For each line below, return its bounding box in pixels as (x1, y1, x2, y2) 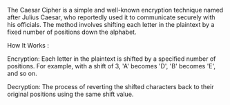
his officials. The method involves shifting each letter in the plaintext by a (7, 21, 215, 28)
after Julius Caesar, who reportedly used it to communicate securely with (7, 13, 215, 21)
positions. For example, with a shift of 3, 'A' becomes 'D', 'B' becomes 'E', (7, 62, 216, 70)
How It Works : (7, 41, 50, 49)
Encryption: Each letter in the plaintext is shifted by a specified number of (7, 55, 216, 63)
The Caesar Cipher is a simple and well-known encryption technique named (7, 6, 224, 14)
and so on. (7, 69, 38, 77)
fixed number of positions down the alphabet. (7, 28, 137, 36)
